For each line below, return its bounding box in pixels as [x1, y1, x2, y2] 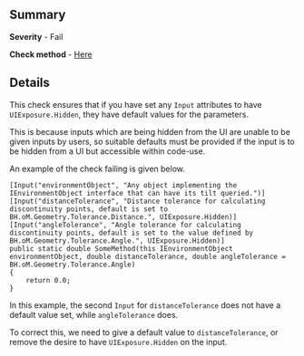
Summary [9, 7, 66, 23]
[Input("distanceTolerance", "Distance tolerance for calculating [9, 197, 266, 206]
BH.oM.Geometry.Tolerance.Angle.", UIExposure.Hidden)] [9, 236, 225, 245]
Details [9, 75, 50, 91]
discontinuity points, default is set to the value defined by [9, 228, 254, 237]
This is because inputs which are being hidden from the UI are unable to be [9, 126, 290, 137]
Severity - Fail [9, 31, 64, 42]
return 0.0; [25, 275, 71, 284]
